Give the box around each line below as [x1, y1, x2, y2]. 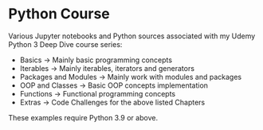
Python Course [8, 5, 110, 23]
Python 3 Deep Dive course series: [8, 39, 123, 49]
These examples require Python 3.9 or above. [8, 112, 158, 122]
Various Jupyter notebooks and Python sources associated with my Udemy [8, 31, 256, 41]
